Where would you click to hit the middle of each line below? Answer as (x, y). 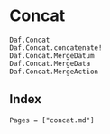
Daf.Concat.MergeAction (54, 72)
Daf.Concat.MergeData (50, 63)
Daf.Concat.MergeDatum (52, 55)
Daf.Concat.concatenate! (56, 48)
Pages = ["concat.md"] (52, 120)
